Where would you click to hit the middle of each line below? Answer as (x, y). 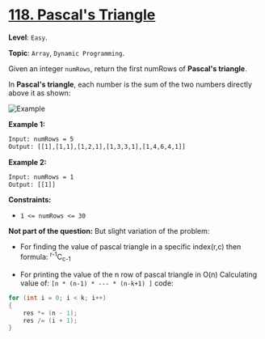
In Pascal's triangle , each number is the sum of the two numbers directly (130, 84)
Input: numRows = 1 (41, 177)
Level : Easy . (28, 37)
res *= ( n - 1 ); (50, 313)
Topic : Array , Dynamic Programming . (67, 53)
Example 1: (27, 124)
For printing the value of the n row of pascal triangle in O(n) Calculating (139, 274)
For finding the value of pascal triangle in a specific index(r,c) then (130, 247)
